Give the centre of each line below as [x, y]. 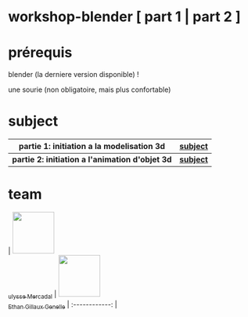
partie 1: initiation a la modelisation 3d [92, 147]
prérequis [40, 53]
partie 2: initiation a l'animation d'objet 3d [92, 159]
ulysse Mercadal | [32, 295]
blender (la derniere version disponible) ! [74, 75]
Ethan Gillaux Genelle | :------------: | [63, 305]
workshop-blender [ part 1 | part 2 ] [124, 17]
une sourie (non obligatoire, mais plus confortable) [90, 89]
